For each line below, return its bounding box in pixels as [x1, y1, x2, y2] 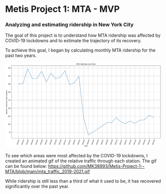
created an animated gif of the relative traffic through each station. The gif [5, 158, 157, 164]
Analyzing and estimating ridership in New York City [5, 21, 134, 28]
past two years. [5, 53, 37, 59]
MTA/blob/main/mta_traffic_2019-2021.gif [5, 168, 90, 174]
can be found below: [5, 163, 47, 169]
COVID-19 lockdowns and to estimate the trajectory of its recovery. [5, 38, 142, 44]
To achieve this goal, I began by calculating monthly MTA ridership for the [5, 47, 156, 53]
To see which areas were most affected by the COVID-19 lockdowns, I [5, 152, 148, 158]
